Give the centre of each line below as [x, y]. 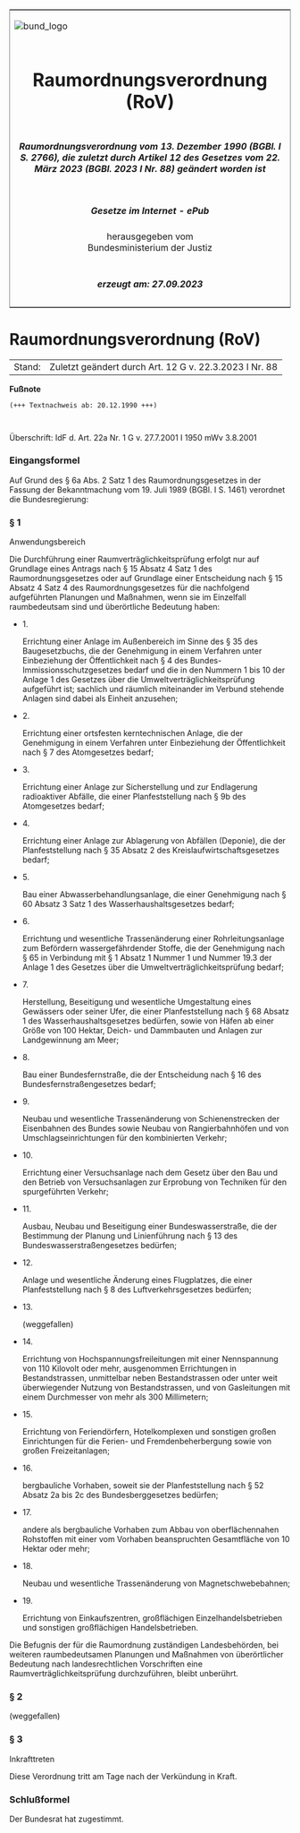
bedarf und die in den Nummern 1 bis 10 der [204, 670]
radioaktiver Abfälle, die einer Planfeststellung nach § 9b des [134, 797]
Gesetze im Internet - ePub [150, 210]
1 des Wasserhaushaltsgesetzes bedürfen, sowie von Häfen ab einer [148, 1021]
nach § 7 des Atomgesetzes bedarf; [88, 752]
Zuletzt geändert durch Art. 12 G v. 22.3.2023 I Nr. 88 [164, 366]
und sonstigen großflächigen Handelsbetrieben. [110, 1628]
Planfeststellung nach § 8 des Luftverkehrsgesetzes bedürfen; [137, 1289]
